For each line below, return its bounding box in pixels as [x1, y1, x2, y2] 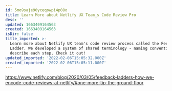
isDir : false [5, 31, 33, 37]
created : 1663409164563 [5, 27, 56, 32]
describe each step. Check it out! [10, 50, 86, 56]
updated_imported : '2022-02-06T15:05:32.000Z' [5, 55, 106, 61]
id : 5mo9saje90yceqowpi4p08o [5, 7, 68, 13]
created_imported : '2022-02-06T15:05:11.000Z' [5, 60, 106, 65]
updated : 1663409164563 [5, 22, 56, 27]
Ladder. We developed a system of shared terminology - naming [10, 46, 147, 51]
